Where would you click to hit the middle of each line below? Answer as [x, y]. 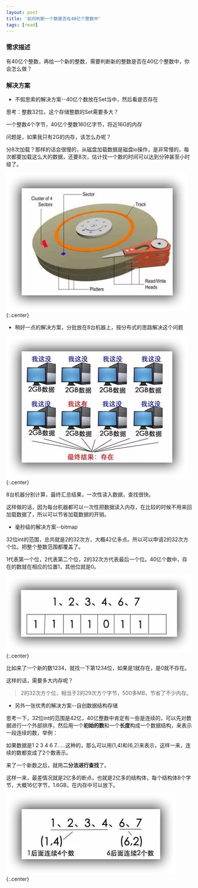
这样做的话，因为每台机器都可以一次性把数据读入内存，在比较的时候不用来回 [99, 507]
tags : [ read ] [22, 25]
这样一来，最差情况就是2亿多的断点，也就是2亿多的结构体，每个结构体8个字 [99, 778]
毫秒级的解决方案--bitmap [46, 527]
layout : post [22, 12]
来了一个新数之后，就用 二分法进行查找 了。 [58, 765]
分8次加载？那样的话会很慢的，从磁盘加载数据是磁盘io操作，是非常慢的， [95, 149]
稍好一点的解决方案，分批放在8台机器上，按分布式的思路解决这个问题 [99, 327]
